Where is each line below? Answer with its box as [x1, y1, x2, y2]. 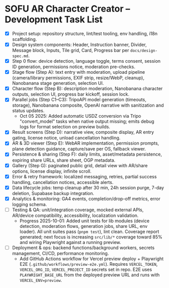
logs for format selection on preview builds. [19, 124, 110, 130]
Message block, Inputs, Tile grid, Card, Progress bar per [12, 47, 130, 54]
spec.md [12, 54, 28, 59]
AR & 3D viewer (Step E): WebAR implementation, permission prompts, [12, 140, 159, 147]
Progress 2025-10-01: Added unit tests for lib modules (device [19, 218, 150, 224]
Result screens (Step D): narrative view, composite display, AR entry [12, 129, 154, 135]
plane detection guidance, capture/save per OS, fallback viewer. [12, 146, 146, 152]
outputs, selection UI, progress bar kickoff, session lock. [12, 91, 130, 98]
